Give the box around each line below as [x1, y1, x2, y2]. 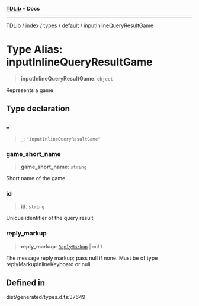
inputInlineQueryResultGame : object [20, 75, 114, 82]
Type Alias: [6, 43, 63, 56]
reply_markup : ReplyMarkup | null [20, 243, 104, 250]
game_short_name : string [20, 163, 87, 170]
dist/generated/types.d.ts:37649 [6, 294, 86, 301]
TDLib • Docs [6, 5, 40, 12]
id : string [20, 203, 45, 210]
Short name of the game [6, 174, 66, 181]
